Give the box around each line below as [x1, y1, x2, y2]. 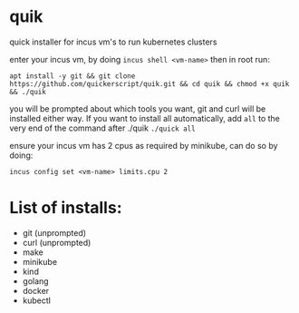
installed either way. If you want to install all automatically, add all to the [9, 112, 281, 123]
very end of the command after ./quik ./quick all [9, 122, 197, 133]
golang [22, 275, 49, 287]
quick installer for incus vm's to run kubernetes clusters [9, 36, 217, 47]
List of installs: [9, 198, 122, 219]
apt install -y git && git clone [9, 71, 136, 81]
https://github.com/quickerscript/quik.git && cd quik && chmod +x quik [9, 79, 290, 88]
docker [22, 285, 50, 296]
